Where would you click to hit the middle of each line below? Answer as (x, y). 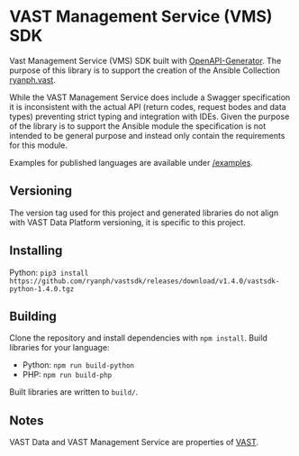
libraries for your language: (59, 348)
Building (33, 316)
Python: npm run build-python (78, 365)
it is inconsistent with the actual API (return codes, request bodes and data (148, 106)
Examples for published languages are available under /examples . (131, 162)
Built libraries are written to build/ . (74, 392)
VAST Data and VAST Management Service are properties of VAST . (134, 442)
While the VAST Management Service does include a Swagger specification (150, 97)
